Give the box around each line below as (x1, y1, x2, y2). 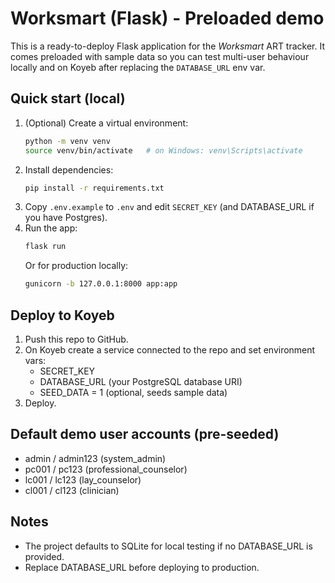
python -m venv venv (24, 136, 111, 146)
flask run (24, 242, 67, 252)
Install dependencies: (24, 163, 114, 176)
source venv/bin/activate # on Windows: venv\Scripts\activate (24, 145, 303, 156)
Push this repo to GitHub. (24, 333, 129, 345)
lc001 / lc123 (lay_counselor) (24, 473, 142, 486)
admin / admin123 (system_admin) (24, 452, 167, 464)
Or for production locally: (24, 260, 129, 272)
